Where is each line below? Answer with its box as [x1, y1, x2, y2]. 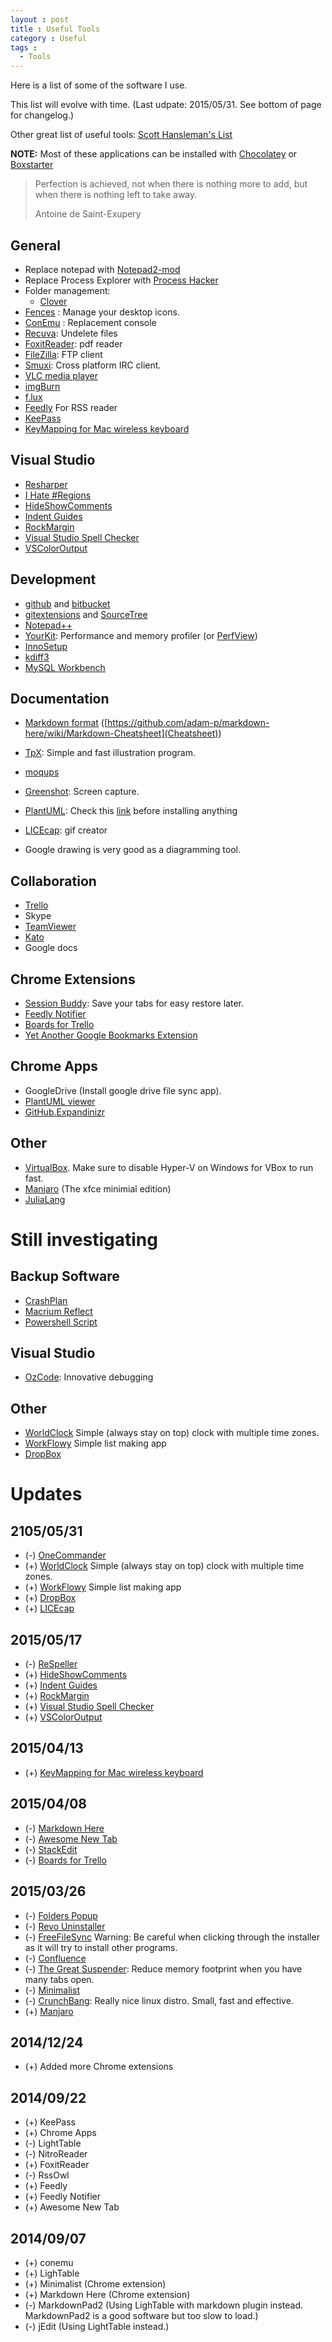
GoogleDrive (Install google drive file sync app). [24, 1084, 222, 1096]
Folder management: [24, 284, 111, 296]
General [10, 237, 62, 254]
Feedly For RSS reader [24, 401, 118, 413]
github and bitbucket [24, 597, 111, 610]
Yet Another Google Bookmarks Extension [24, 1029, 198, 1041]
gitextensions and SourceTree [24, 608, 148, 620]
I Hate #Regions [24, 489, 92, 501]
